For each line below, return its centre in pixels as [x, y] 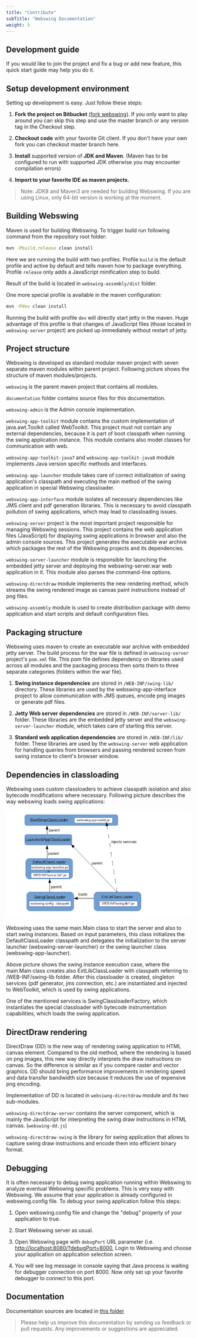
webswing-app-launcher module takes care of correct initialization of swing [96, 475]
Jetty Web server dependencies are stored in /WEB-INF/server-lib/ [98, 713]
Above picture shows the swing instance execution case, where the [88, 965]
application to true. [37, 1219]
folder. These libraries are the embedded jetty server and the [89, 720]
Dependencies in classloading [63, 775]
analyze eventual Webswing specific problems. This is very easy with [90, 1188]
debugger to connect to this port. [55, 1278]
